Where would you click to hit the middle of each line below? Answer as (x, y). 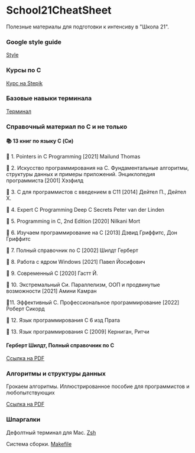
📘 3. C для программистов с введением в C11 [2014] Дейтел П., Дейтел (96, 192)
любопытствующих (30, 393)
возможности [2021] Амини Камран (51, 291)
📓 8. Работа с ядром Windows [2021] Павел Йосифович (76, 261)
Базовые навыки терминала (49, 98)
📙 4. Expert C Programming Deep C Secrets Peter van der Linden (85, 209)
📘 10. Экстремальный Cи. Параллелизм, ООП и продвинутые (83, 284)
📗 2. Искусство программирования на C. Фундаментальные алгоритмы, (97, 168)
